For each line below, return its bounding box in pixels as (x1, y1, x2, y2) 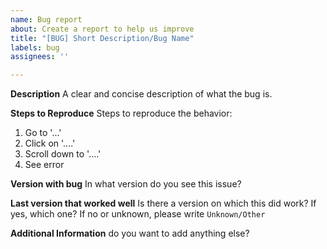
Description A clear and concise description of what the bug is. (10, 88, 273, 100)
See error (24, 159, 65, 171)
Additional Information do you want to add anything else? (10, 227, 250, 240)
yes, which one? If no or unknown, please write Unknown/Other (10, 208, 266, 220)
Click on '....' (24, 137, 76, 150)
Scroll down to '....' (24, 148, 102, 160)
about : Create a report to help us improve (10, 24, 195, 34)
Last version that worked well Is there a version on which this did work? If (10, 197, 317, 210)
